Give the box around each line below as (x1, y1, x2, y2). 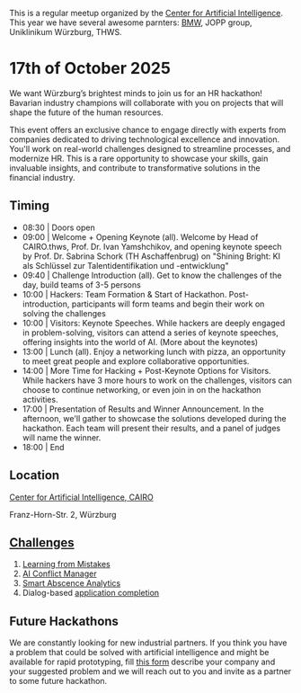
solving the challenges (22, 307, 106, 318)
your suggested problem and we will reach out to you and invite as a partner (9, 666, 292, 677)
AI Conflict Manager (22, 568, 97, 579)
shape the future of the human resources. (9, 107, 164, 118)
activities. (22, 394, 58, 404)
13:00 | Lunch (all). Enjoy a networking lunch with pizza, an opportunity (22, 346, 286, 357)
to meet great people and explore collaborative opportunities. (22, 355, 250, 367)
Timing (9, 198, 49, 214)
